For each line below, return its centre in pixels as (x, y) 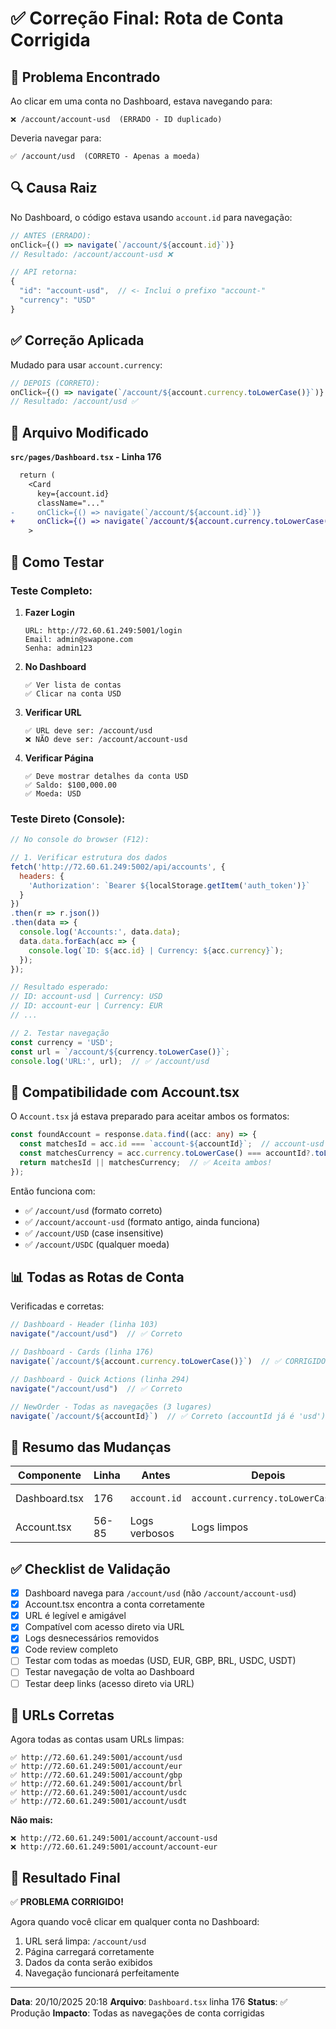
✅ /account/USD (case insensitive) (94, 1233)
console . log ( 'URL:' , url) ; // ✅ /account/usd (110, 1061)
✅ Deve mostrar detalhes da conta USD (106, 776)
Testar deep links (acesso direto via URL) (109, 1683)
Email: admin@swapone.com (78, 639)
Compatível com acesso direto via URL (104, 1627)
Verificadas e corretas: (57, 1306)
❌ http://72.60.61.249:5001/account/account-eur (114, 1847)
